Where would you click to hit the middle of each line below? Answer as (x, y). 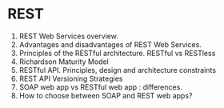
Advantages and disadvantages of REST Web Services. (110, 44)
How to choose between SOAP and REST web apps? (106, 95)
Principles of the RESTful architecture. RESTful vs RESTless (117, 53)
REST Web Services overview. (69, 36)
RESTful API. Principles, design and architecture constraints (118, 70)
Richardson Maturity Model (64, 62)
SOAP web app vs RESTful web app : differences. (101, 87)
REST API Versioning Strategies (71, 78)
